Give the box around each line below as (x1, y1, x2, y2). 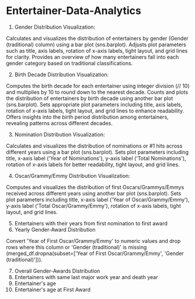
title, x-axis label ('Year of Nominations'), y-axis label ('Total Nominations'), (6, 154, 186, 161)
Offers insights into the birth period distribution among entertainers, (6, 113, 169, 121)
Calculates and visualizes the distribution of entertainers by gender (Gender (6, 35, 189, 42)
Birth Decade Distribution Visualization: (14, 71, 109, 78)
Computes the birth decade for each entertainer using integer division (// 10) (6, 82, 190, 89)
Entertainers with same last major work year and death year (14, 273, 158, 280)
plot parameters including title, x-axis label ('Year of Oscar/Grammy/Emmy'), (6, 196, 190, 203)
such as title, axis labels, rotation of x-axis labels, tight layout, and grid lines (6, 47, 188, 54)
